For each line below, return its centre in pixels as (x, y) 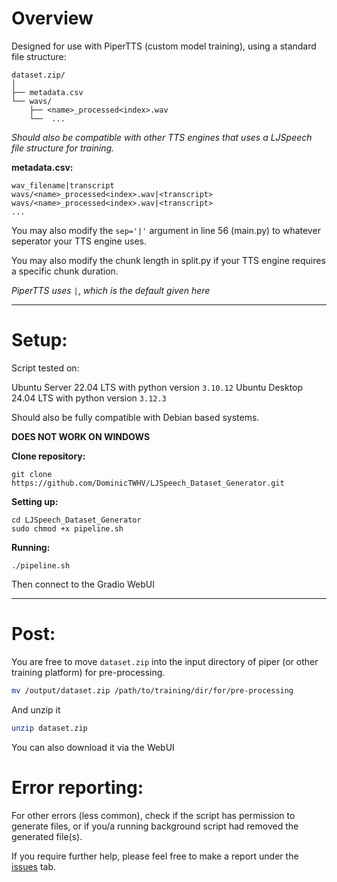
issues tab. (34, 866)
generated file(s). (47, 836)
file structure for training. (63, 148)
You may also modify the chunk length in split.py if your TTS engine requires (168, 260)
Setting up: (35, 501)
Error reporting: (77, 787)
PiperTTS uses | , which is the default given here (111, 290)
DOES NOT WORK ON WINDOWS (81, 436)
